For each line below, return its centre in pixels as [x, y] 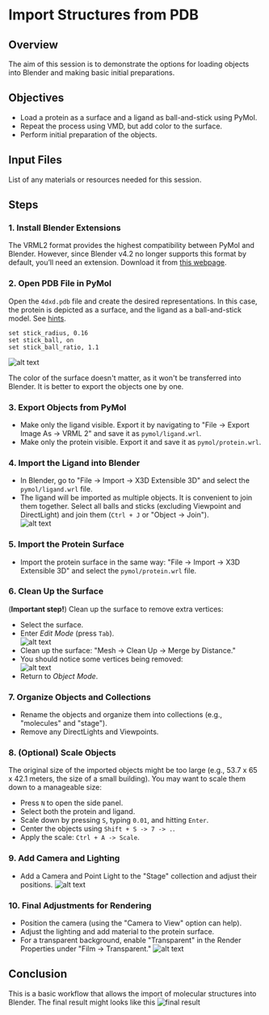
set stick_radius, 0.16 [48, 333]
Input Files [35, 160]
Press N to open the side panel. [71, 803]
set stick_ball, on [41, 340]
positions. [36, 884]
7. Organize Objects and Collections [80, 697]
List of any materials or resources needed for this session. [105, 179]
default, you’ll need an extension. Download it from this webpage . [118, 262]
